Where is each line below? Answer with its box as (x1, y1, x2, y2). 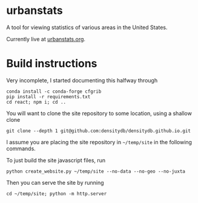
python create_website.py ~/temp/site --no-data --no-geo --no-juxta (6, 168, 186, 175)
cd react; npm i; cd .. (6, 99, 67, 105)
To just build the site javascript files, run (6, 156, 106, 164)
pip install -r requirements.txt (6, 93, 91, 100)
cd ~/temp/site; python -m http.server (6, 190, 107, 197)
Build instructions (6, 57, 97, 70)
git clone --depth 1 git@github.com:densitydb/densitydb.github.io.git (6, 128, 191, 134)
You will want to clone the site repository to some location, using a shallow (6, 110, 192, 117)
